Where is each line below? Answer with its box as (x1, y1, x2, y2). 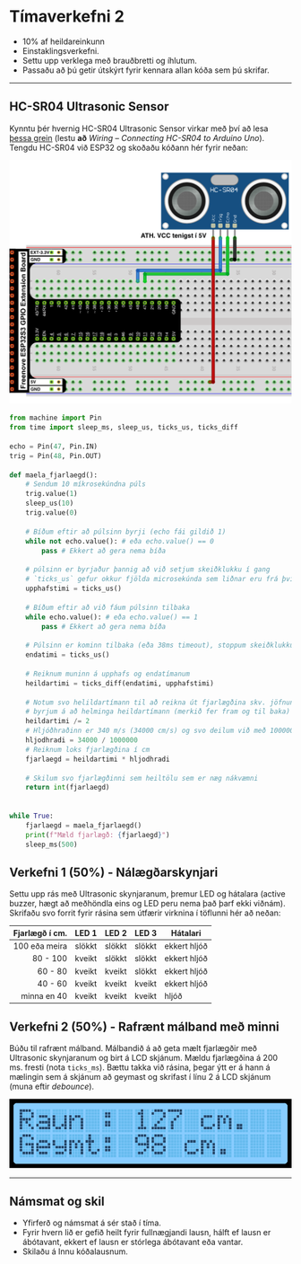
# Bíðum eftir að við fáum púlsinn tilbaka (25, 603, 191, 612)
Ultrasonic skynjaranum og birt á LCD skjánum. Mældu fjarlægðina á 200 (9, 1053, 279, 1064)
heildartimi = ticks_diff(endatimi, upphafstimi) (25, 678, 215, 688)
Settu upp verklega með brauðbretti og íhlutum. (21, 55, 197, 66)
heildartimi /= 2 (25, 717, 90, 726)
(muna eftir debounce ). (9, 1081, 95, 1092)
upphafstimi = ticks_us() (25, 584, 123, 594)
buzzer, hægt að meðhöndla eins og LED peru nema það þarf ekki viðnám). (9, 898, 286, 909)
